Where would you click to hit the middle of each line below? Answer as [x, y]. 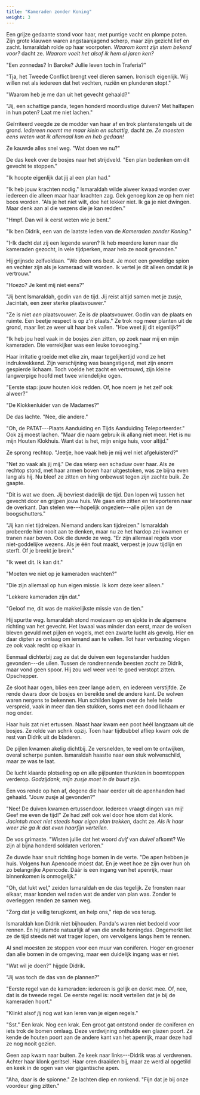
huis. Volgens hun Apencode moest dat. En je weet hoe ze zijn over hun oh [98, 863]
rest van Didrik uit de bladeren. [44, 737]
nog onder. [20, 712]
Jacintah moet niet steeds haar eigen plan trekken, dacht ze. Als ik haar [95, 821]
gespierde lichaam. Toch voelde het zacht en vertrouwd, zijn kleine [89, 369]
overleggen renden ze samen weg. [49, 900]
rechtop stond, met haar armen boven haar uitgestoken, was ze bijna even [98, 470]
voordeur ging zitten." [33, 1085]
